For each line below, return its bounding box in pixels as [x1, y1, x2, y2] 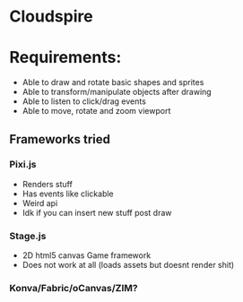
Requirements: [9, 47, 122, 68]
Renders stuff [22, 178, 74, 189]
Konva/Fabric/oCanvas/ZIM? [9, 282, 138, 295]
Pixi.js [9, 159, 38, 171]
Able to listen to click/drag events [22, 96, 146, 107]
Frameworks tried [9, 132, 110, 147]
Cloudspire [9, 6, 93, 27]
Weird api [22, 197, 58, 208]
